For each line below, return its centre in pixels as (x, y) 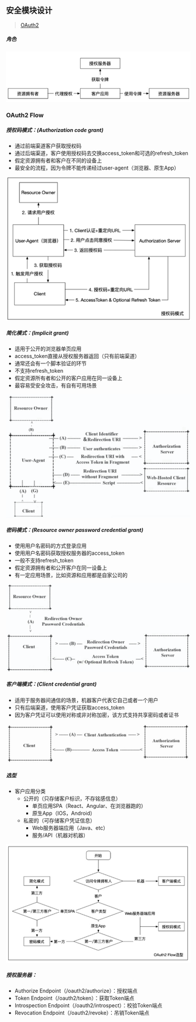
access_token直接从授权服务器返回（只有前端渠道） (77, 356)
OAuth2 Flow (25, 115)
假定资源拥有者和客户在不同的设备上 (58, 161)
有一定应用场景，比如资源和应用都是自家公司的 (71, 575)
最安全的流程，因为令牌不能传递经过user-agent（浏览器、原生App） (97, 168)
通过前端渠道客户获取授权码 (48, 146)
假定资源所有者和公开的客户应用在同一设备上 (68, 378)
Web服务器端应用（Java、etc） (70, 828)
